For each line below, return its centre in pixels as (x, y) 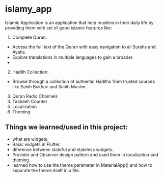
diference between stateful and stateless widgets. (63, 149)
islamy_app (28, 9)
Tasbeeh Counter (30, 101)
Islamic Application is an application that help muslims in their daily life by (79, 23)
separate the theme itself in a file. (46, 170)
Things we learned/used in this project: (67, 127)
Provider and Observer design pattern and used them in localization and (85, 154)
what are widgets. (30, 139)
